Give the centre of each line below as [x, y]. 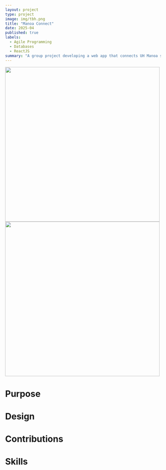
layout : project [22, 10]
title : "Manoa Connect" [30, 23]
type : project [20, 14]
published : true [22, 33]
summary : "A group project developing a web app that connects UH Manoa [82, 56]
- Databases [22, 47]
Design [20, 416]
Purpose [23, 394]
